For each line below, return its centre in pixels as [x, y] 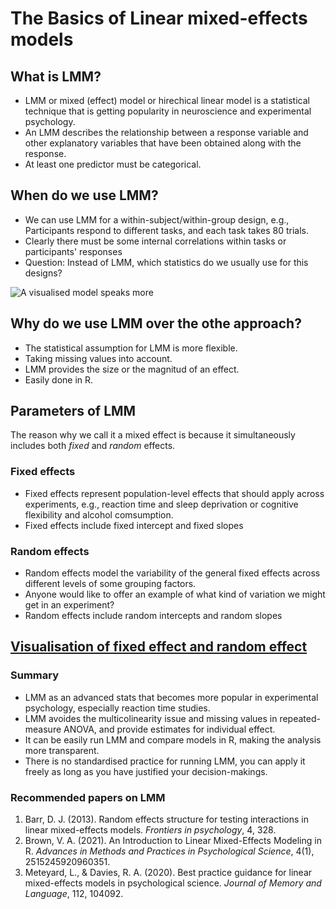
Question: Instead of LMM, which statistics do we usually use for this [166, 262]
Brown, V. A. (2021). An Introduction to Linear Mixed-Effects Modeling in [173, 841]
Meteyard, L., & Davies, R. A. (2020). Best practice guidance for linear [168, 873]
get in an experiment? [69, 605]
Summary [35, 675]
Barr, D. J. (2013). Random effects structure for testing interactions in [166, 819]
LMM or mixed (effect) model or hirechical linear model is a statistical [167, 100]
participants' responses [73, 251]
